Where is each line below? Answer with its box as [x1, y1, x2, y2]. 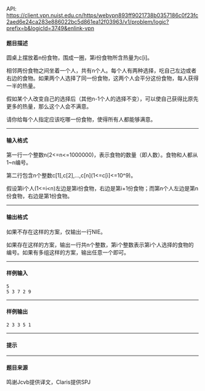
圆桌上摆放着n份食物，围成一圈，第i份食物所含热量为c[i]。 [6, 54, 153, 62]
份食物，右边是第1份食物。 [6, 192, 73, 200]
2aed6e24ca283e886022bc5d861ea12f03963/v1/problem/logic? [6, 18, 170, 25]
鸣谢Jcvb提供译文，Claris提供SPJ [6, 378, 91, 386]
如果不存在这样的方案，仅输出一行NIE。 [6, 228, 106, 235]
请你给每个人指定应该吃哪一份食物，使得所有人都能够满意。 [6, 116, 156, 123]
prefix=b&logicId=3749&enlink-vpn [6, 24, 95, 32]
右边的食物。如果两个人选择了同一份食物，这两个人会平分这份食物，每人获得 [6, 74, 199, 82]
